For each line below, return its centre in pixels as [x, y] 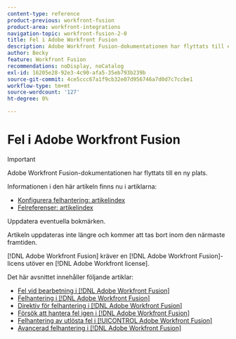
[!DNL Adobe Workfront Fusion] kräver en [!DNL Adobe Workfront [103, 256]
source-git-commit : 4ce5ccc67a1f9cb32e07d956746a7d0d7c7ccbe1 [100, 79]
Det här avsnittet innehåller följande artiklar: [71, 277]
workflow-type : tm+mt [39, 86]
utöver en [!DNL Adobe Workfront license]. [87, 263]
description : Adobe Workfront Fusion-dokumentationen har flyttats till [116, 46]
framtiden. [22, 242]
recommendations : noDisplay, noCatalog [66, 66]
